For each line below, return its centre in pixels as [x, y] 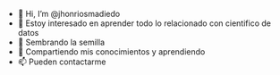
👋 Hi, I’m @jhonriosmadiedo [69, 14]
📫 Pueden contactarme [62, 62]
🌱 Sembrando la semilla [61, 42]
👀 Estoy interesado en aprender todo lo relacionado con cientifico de [144, 23]
